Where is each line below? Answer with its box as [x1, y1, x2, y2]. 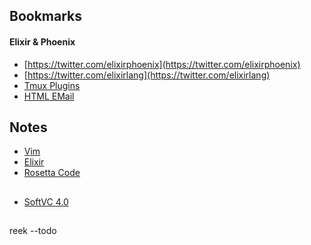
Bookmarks [9, 8, 83, 25]
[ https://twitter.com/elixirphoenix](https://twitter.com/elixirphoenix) [23, 58, 301, 70]
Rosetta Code [23, 167, 81, 179]
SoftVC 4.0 [23, 195, 69, 208]
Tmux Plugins [23, 79, 81, 91]
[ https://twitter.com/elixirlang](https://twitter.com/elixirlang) [23, 69, 271, 81]
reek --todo [9, 225, 57, 237]
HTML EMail [23, 90, 75, 102]
